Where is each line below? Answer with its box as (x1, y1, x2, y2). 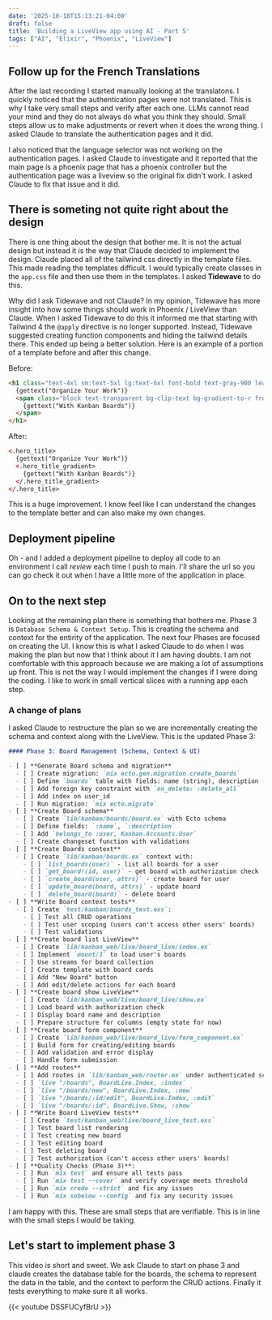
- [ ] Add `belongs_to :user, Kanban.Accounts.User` (15, 830, 198, 838)
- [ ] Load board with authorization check (15, 1004, 164, 1012)
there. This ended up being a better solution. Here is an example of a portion (8, 338, 264, 349)
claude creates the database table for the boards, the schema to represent (8, 1269, 257, 1279)
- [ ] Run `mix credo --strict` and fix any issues (15, 1185, 194, 1193)
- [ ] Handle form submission (15, 1056, 117, 1064)
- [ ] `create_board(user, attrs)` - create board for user (23, 875, 230, 884)
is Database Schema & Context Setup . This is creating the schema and (8, 624, 239, 634)
